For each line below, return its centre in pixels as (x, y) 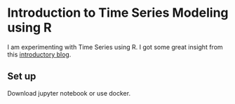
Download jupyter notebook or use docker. (69, 93)
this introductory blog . (39, 54)
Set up (22, 76)
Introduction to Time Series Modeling (118, 13)
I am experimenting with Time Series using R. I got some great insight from (115, 47)
